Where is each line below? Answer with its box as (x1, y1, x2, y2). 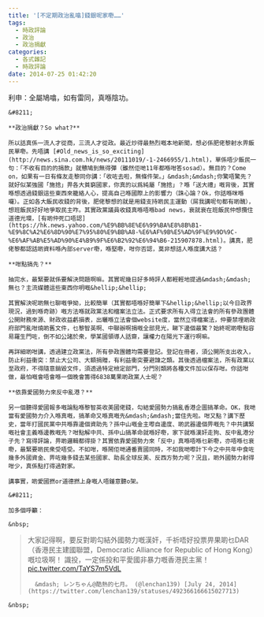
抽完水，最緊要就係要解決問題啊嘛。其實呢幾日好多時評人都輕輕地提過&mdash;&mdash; (8, 275, 251, 284)
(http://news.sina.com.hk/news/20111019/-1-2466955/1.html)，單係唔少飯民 (8, 155, 251, 164)
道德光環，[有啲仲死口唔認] (8, 214, 87, 222)
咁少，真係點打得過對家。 (8, 462, 79, 470)
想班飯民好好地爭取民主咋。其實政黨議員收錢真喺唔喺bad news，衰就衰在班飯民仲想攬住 (8, 206, 254, 214)
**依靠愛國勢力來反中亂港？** (8, 388, 93, 396)
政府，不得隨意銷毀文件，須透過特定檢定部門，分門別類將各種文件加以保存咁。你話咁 (13, 364, 249, 373)
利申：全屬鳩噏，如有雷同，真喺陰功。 (8, 92, 132, 102)
